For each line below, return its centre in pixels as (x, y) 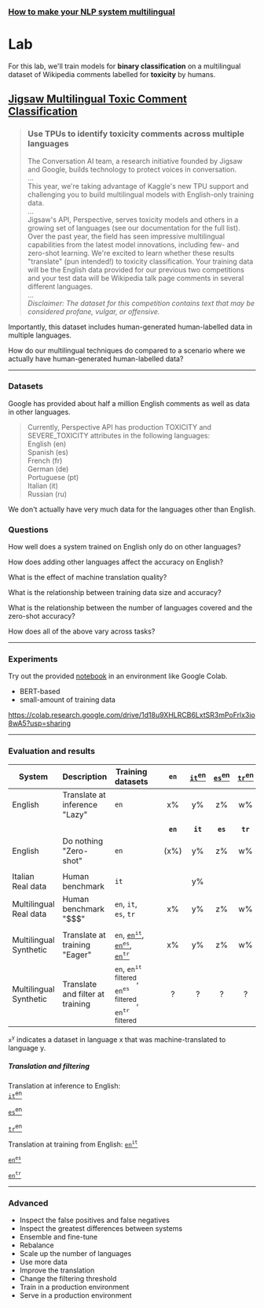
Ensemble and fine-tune (59, 1237)
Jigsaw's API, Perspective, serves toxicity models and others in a (133, 220)
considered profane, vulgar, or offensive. (93, 311)
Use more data (44, 1262)
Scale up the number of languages (75, 1254)
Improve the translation (57, 1270)
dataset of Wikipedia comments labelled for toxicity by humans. (112, 74)
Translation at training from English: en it (73, 1144)
